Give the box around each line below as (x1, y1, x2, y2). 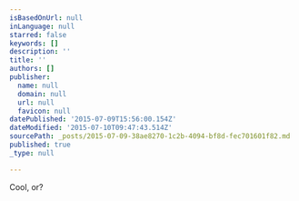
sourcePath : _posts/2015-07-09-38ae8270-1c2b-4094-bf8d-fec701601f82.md (9, 132, 291, 141)
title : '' (9, 55, 47, 65)
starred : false (9, 30, 67, 39)
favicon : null (17, 106, 71, 116)
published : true (9, 140, 71, 149)
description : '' (9, 47, 71, 56)
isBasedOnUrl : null (9, 13, 84, 23)
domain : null (17, 89, 67, 98)
